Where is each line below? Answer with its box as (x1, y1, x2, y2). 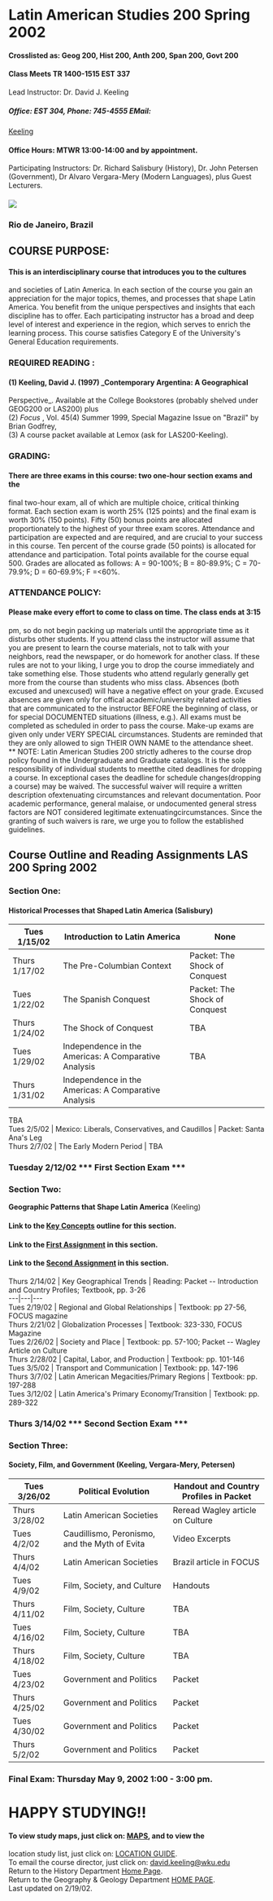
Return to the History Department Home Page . (8, 1866, 163, 1876)
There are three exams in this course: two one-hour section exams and (8, 470, 253, 480)
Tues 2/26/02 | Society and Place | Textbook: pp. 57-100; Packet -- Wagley (8, 1336, 261, 1346)
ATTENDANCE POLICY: (8, 587, 102, 598)
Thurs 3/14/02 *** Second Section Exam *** (8, 1418, 188, 1429)
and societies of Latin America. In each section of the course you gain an (8, 285, 253, 295)
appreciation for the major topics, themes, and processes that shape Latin (8, 293, 256, 303)
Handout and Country (173, 1481, 260, 1492)
